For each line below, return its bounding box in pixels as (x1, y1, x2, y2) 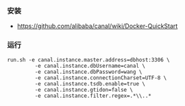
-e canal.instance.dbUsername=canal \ (34, 62, 146, 69)
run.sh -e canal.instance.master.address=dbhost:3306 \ (7, 56, 170, 63)
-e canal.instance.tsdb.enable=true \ (34, 80, 146, 87)
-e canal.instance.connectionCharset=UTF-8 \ (34, 74, 167, 81)
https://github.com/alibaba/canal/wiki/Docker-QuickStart (16, 22, 178, 30)
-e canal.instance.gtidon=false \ (34, 86, 134, 93)
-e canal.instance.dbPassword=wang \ (34, 68, 143, 75)
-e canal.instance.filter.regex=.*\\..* (34, 92, 152, 99)
